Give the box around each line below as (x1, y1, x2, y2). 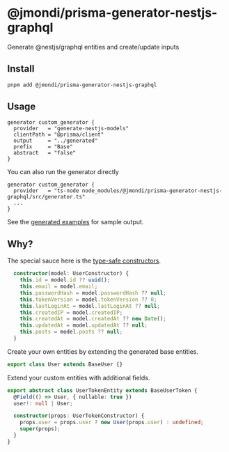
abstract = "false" (13, 150, 77, 157)
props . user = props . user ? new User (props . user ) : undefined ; (19, 419, 204, 426)
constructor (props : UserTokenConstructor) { (13, 412, 145, 419)
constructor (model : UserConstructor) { (13, 270, 129, 277)
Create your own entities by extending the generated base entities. (7, 347, 199, 356)
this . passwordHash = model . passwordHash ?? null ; (19, 289, 167, 297)
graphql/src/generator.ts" (7, 194, 86, 201)
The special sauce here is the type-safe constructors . (7, 256, 161, 265)
